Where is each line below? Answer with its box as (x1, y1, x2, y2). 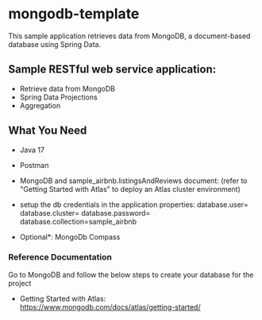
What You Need (8, 124, 87, 138)
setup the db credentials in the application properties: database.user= (19, 200, 249, 209)
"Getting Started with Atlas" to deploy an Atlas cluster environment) (19, 184, 241, 193)
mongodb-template (8, 5, 140, 23)
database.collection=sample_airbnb (19, 217, 137, 226)
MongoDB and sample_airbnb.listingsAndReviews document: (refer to (19, 176, 248, 185)
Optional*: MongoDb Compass (19, 232, 121, 241)
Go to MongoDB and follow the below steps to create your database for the (8, 270, 254, 279)
